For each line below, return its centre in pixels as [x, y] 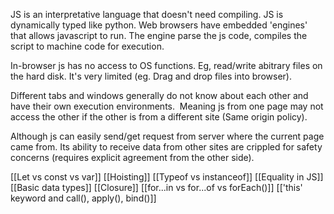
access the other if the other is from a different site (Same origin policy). [159, 117]
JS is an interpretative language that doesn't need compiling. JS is [147, 14]
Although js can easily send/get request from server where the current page [167, 136]
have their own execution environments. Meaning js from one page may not [167, 106]
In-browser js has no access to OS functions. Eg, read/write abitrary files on [166, 65]
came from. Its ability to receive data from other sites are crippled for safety [166, 147]
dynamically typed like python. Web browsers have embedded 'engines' [159, 25]
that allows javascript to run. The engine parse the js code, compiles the [159, 35]
